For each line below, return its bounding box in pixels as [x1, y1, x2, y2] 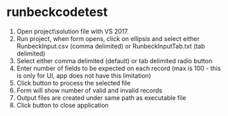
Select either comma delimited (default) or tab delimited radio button [16, 56, 213, 65]
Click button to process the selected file [16, 78, 131, 87]
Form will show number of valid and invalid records [16, 86, 163, 94]
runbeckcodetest [6, 4, 108, 20]
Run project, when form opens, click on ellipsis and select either [16, 34, 200, 42]
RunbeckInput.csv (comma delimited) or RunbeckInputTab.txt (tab [16, 42, 205, 50]
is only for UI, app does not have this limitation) [16, 71, 152, 80]
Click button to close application [16, 101, 109, 109]
